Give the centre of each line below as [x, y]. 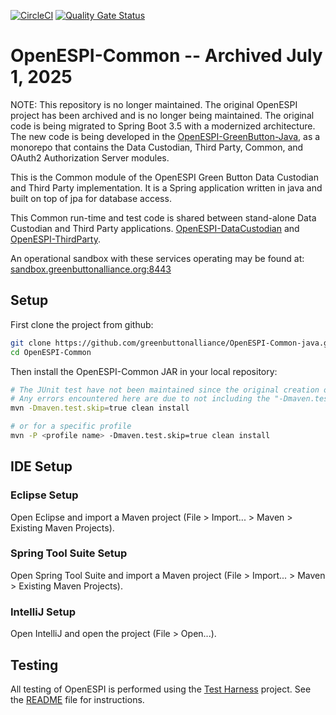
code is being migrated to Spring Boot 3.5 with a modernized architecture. [163, 126]
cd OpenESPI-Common [51, 352]
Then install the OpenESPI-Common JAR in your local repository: [144, 371]
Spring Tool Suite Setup [69, 553]
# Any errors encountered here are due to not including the [140, 399]
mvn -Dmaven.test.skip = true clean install [100, 408]
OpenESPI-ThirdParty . [55, 239]
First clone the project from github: [82, 324]
